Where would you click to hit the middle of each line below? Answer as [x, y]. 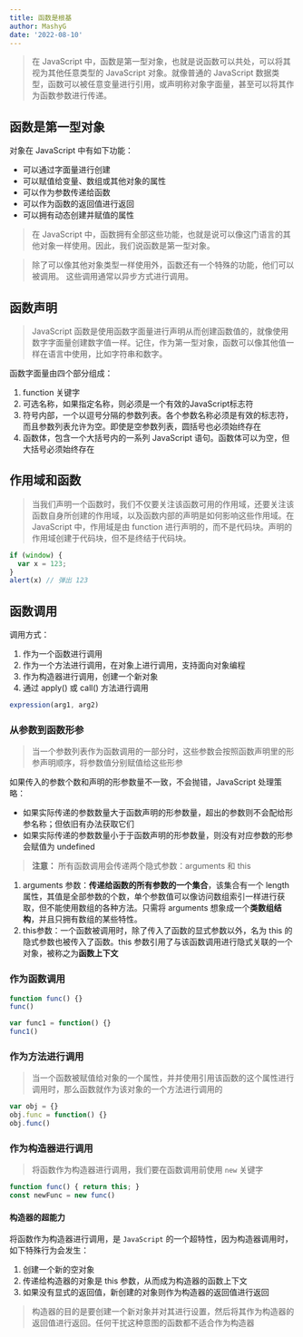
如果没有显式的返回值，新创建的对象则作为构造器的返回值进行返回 [146, 1293]
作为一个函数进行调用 [62, 654]
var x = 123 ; [42, 563]
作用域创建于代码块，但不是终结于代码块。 [111, 538]
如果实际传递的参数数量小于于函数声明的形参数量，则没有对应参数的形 [154, 835]
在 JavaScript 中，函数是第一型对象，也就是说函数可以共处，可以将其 [161, 62]
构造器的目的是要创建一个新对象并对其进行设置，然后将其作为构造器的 [163, 1312]
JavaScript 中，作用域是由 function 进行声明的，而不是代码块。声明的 [162, 526]
